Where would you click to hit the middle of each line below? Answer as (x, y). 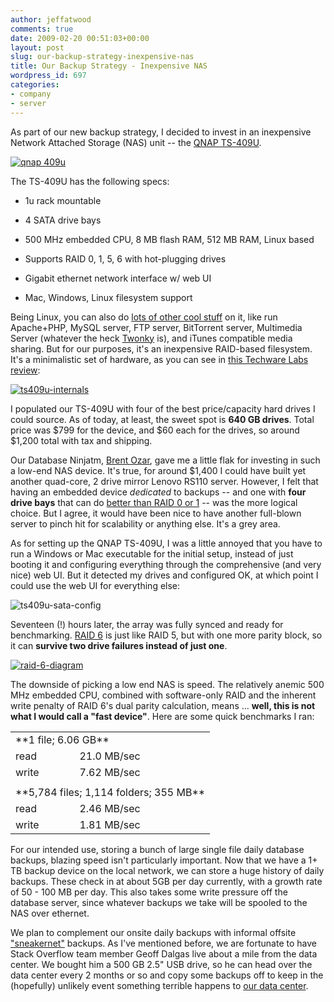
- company (31, 94)
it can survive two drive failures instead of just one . (119, 645)
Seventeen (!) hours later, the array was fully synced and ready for (147, 624)
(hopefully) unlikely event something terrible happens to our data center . (159, 985)
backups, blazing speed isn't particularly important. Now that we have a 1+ (164, 860)
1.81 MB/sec (110, 824)
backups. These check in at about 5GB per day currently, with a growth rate (166, 881)
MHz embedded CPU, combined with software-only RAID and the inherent (163, 695)
